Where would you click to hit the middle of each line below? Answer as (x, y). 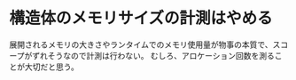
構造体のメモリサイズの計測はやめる (141, 18)
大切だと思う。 (52, 67)
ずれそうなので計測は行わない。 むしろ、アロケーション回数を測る (153, 55)
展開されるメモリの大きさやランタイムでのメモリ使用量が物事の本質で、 (141, 44)
